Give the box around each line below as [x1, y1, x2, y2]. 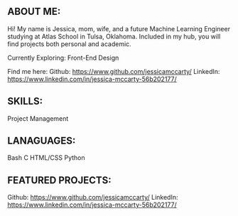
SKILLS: [7, 95, 43, 107]
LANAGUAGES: [7, 135, 76, 147]
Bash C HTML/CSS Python [7, 153, 85, 162]
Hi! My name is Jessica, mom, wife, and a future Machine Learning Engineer [7, 24, 231, 33]
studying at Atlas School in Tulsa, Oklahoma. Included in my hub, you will [7, 32, 221, 40]
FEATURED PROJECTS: [7, 174, 112, 186]
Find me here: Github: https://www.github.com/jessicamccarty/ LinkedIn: [7, 67, 220, 75]
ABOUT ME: [7, 6, 61, 18]
